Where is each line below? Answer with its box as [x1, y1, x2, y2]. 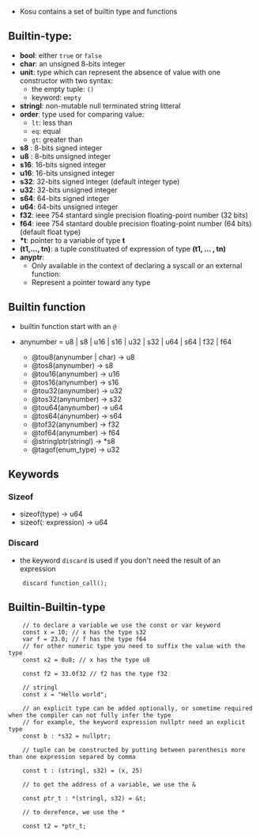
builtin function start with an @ [19, 321, 117, 331]
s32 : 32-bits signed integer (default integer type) [19, 176, 180, 186]
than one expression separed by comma [8, 753, 136, 761]
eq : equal [31, 126, 62, 135]
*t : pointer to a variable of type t [19, 235, 126, 245]
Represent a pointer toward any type [31, 277, 151, 287]
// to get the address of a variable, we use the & [22, 781, 196, 789]
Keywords [8, 468, 59, 481]
